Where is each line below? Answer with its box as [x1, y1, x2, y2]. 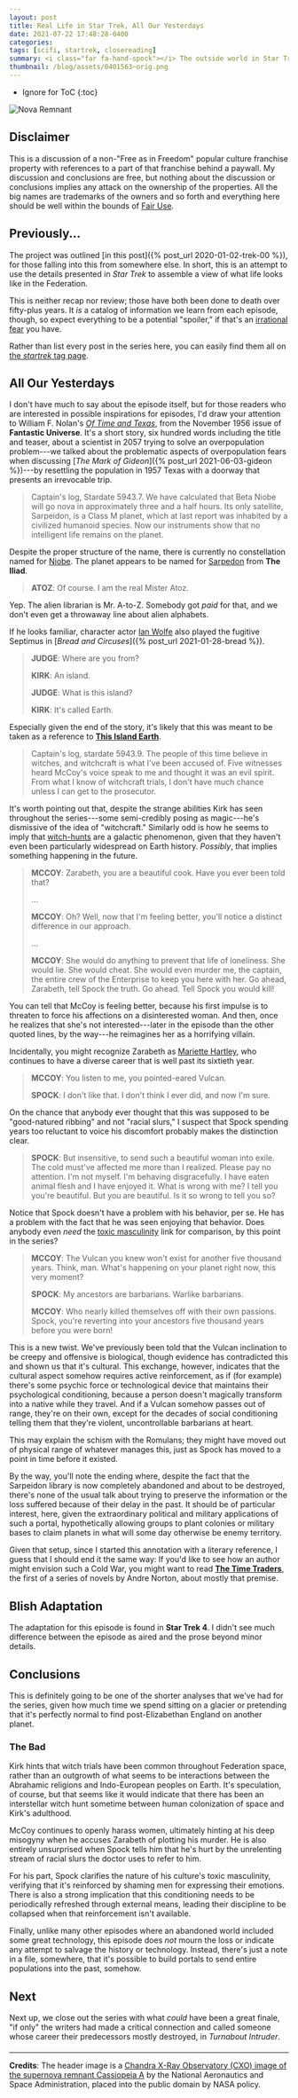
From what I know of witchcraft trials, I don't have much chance [30, 777, 264, 788]
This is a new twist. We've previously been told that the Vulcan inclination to [9, 1342, 287, 1353]
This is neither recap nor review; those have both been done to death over [9, 295, 281, 306]
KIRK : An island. [30, 671, 90, 681]
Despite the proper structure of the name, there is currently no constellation [9, 546, 286, 557]
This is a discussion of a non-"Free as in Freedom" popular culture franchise [9, 153, 288, 164]
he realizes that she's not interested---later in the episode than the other [9, 1019, 275, 1030]
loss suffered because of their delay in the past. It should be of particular [9, 1499, 276, 1510]
